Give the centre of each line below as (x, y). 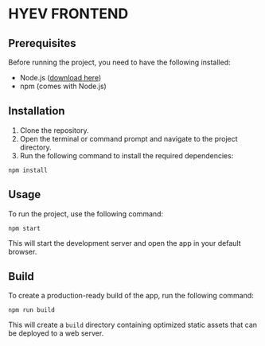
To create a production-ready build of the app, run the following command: (131, 296)
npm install (28, 170)
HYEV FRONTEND (68, 14)
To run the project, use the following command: (86, 214)
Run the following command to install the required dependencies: (127, 155)
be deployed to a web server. (56, 333)
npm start (25, 228)
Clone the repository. (54, 130)
